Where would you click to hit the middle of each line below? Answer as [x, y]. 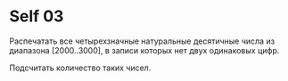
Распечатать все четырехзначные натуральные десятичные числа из [142, 41]
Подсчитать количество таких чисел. [80, 68]
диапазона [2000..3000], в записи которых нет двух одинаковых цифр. [144, 50]
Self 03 [37, 16]
